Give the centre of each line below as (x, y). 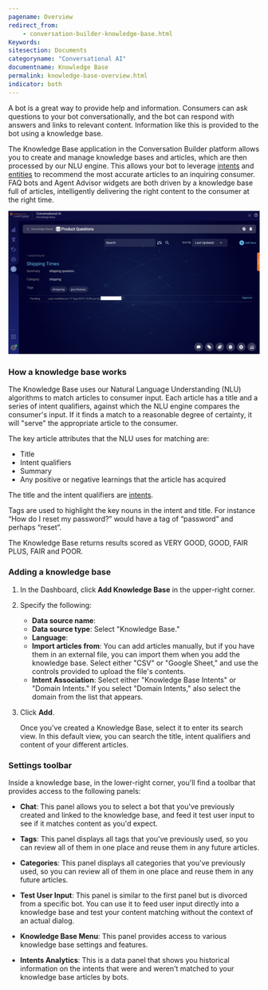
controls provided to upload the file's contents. (108, 671)
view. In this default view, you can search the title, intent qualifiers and (135, 736)
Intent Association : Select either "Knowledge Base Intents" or (134, 680)
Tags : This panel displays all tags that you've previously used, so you (134, 838)
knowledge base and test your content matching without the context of (136, 912)
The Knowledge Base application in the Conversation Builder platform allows (134, 148)
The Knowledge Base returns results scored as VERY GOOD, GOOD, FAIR (128, 543)
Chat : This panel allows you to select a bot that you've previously (127, 807)
